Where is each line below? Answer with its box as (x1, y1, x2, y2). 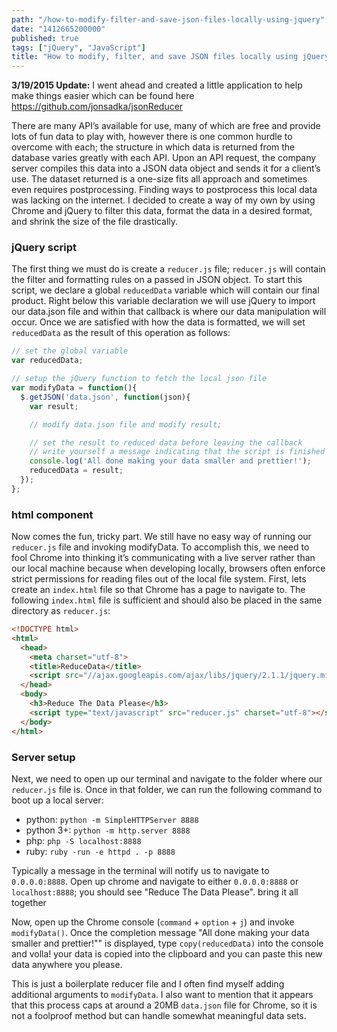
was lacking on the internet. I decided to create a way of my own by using (11, 194, 316, 206)
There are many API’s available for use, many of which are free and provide (11, 120, 321, 132)
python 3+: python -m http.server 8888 (25, 824, 191, 836)
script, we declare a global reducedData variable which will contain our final (11, 284, 320, 296)
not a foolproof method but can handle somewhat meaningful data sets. (11, 1009, 307, 1021)
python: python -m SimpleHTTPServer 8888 (25, 813, 199, 825)
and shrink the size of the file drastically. (11, 216, 179, 228)
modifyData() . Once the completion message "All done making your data (11, 926, 310, 938)
